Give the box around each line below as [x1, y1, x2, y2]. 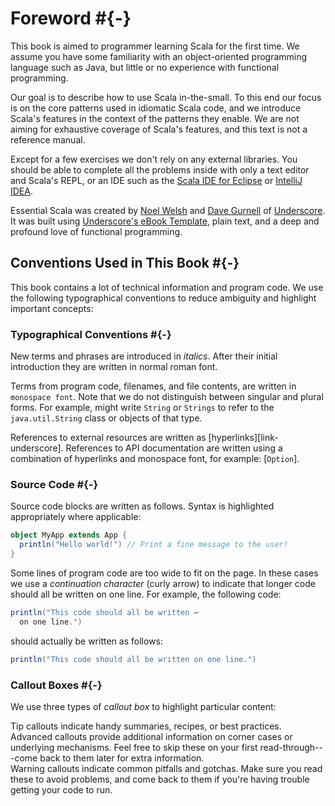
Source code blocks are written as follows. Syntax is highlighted [10, 500, 275, 512]
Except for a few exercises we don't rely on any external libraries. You [10, 153, 298, 165]
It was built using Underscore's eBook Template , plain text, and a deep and [10, 215, 320, 227]
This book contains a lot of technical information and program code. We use [10, 281, 324, 293]
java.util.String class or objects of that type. [10, 412, 203, 424]
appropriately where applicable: [10, 511, 142, 523]
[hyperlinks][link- [208, 432, 279, 444]
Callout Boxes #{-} [10, 678, 103, 692]
